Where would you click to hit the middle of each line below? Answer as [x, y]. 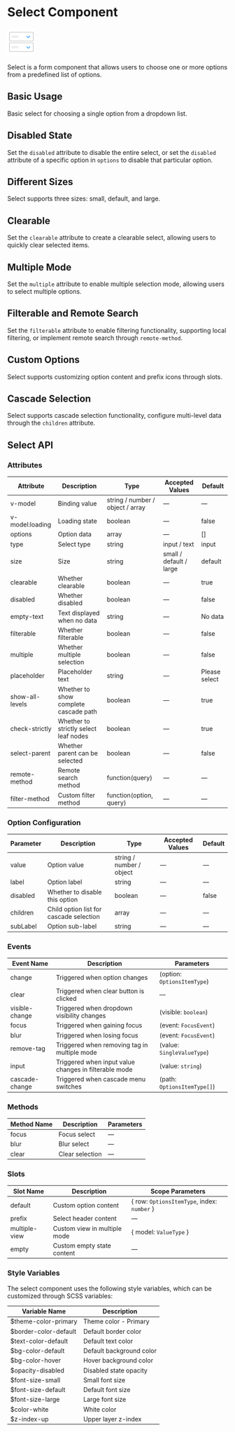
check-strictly [31, 728]
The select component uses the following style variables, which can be [109, 1288]
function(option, [130, 795]
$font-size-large [35, 1400]
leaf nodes [73, 736]
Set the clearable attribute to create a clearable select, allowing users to [112, 238]
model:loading [31, 525]
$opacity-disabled [37, 1370]
